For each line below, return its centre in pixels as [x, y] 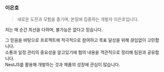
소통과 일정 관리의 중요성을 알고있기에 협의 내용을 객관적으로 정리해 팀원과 [76, 52]
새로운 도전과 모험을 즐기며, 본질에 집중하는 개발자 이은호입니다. [78, 19]
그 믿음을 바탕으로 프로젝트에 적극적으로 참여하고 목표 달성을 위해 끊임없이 [76, 40]
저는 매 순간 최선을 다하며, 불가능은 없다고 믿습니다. [54, 30]
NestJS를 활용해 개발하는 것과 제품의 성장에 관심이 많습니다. [63, 65]
